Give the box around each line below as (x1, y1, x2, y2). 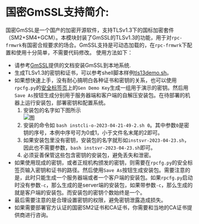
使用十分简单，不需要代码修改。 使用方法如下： (16, 49, 133, 56)
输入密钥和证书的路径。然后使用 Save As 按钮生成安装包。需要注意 (25, 166, 185, 174)
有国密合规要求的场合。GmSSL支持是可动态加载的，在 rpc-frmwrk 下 (21, 41, 188, 49)
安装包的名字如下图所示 (23, 106, 81, 114)
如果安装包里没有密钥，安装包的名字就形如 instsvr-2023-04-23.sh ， (23, 136, 189, 144)
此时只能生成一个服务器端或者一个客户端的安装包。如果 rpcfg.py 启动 (25, 174, 194, 181)
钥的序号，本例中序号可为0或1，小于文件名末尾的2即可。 (23, 129, 163, 136)
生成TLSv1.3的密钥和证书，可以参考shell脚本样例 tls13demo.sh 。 (14, 69, 173, 76)
